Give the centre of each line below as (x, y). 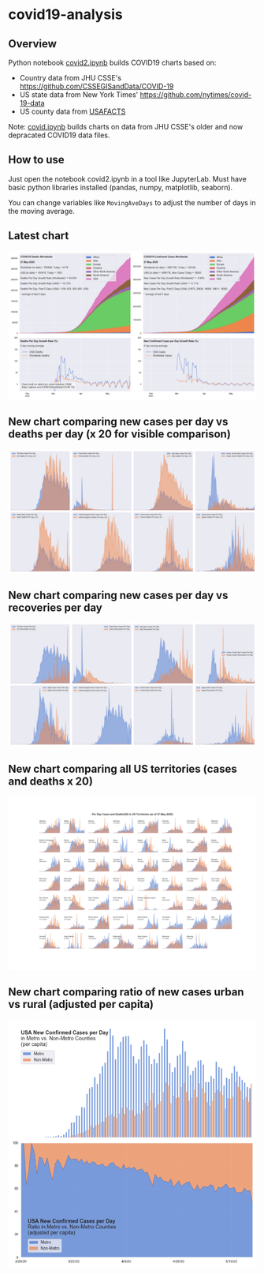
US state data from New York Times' (79, 95)
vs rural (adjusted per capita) (81, 1004)
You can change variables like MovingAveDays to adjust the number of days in (132, 202)
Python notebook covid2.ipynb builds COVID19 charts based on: (112, 62)
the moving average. (41, 211)
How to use (36, 160)
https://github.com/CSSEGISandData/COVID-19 (97, 86)
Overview (33, 44)
